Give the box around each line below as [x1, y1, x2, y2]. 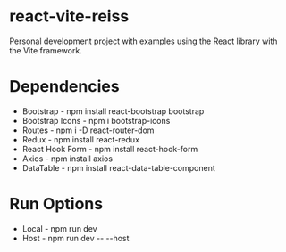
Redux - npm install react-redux [21, 134, 140, 144]
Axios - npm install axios [21, 153, 114, 164]
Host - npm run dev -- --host [21, 232, 130, 243]
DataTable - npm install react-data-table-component [21, 162, 216, 173]
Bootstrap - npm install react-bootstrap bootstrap [21, 105, 205, 117]
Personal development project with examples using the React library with [9, 36, 278, 46]
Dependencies [9, 77, 120, 97]
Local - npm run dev [21, 223, 97, 233]
